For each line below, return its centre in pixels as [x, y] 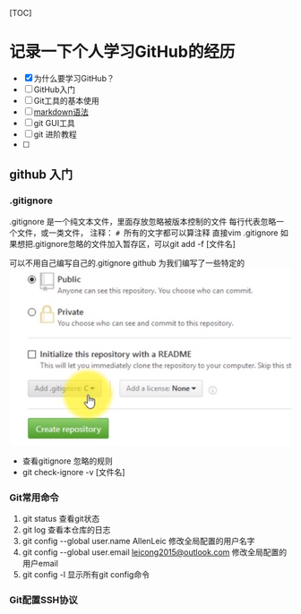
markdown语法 [61, 112]
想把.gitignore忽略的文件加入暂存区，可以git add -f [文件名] [126, 243]
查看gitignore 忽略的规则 [68, 461]
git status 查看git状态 [61, 519]
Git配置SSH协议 [43, 601]
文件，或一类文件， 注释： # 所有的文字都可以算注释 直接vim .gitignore [148, 233]
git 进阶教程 [56, 134]
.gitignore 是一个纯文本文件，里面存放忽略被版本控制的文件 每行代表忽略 [143, 221]
